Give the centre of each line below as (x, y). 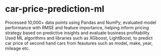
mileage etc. (18, 48)
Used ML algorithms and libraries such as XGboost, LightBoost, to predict (79, 38)
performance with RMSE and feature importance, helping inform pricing (77, 27)
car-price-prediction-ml (55, 9)
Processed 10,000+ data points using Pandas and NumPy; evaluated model (81, 22)
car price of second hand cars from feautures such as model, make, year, (79, 43)
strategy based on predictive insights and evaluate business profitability (77, 33)
